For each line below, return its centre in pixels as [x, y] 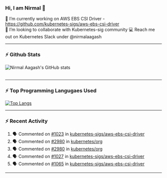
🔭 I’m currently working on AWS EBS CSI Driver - [55, 19]
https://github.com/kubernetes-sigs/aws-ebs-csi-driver [62, 24]
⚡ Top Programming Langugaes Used [51, 90]
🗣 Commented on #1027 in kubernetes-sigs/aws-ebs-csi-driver [78, 157]
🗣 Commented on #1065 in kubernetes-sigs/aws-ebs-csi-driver [79, 164]
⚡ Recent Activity [27, 121]
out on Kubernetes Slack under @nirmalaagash [53, 37]
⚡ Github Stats [23, 55]
